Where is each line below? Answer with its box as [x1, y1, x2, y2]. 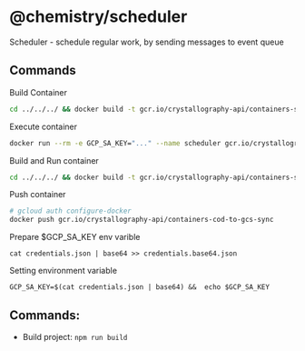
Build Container [9, 86, 68, 97]
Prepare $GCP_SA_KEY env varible [9, 232, 141, 243]
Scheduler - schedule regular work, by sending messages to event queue [9, 36, 284, 47]
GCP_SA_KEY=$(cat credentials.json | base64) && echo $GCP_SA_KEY [9, 283, 271, 292]
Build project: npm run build [22, 331, 128, 342]
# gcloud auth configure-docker [9, 206, 132, 216]
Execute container [9, 121, 77, 132]
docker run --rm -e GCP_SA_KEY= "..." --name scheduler [9, 138, 221, 147]
